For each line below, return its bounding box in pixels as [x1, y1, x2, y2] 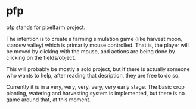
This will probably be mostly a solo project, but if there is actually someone [6, 65, 191, 72]
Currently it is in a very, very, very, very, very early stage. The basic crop [6, 83, 185, 90]
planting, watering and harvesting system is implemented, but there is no [6, 89, 185, 97]
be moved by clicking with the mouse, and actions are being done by [6, 47, 176, 54]
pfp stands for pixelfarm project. [6, 24, 86, 31]
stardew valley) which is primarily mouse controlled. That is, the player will [6, 41, 189, 49]
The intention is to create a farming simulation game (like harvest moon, [6, 35, 183, 42]
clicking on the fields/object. [6, 54, 76, 61]
